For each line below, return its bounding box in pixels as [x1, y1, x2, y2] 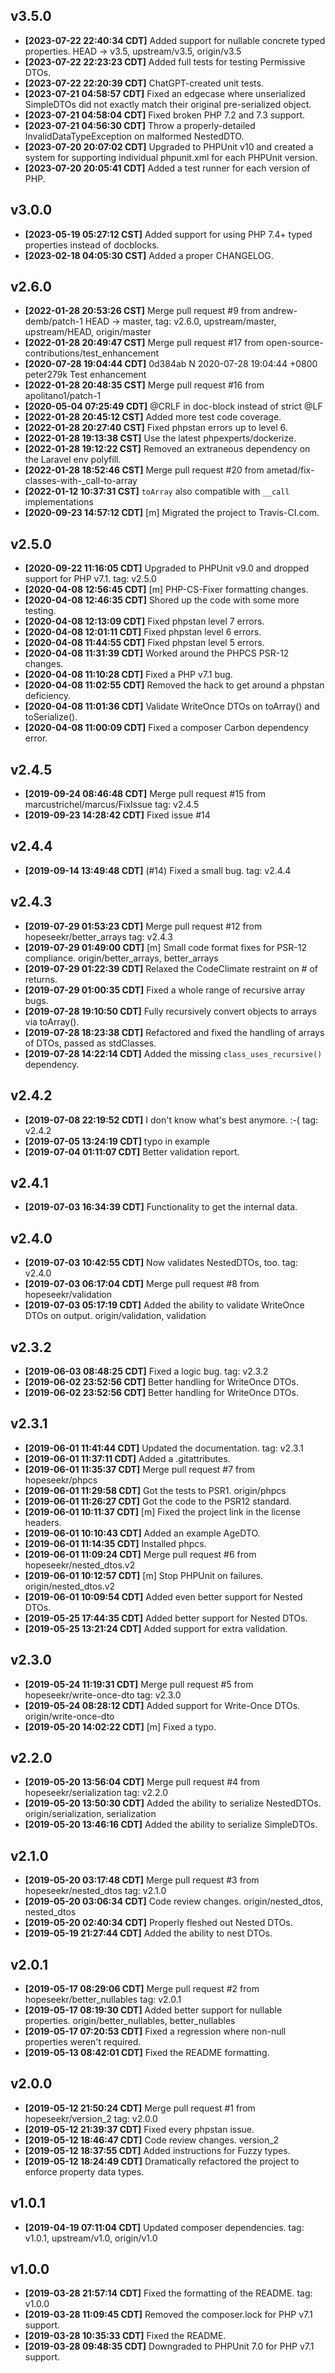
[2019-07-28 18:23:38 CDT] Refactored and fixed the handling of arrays [24, 1026, 325, 1038]
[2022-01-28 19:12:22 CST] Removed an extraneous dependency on [24, 443, 311, 455]
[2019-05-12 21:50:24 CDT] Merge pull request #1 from [24, 2102, 256, 2114]
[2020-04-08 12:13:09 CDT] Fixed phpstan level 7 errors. [24, 615, 265, 628]
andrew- [262, 305, 298, 317]
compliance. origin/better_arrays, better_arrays [24, 952, 219, 964]
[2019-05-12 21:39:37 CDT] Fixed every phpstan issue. [24, 2123, 255, 2135]
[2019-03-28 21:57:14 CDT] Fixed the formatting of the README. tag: [24, 2287, 313, 2299]
